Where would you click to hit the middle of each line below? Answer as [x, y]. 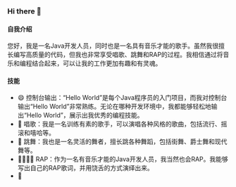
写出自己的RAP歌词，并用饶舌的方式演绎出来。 [85, 168]
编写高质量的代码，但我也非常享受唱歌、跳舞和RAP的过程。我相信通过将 [118, 55]
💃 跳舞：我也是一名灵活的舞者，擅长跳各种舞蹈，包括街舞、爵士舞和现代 [122, 142]
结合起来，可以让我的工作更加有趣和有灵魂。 [97, 63]
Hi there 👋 [25, 11]
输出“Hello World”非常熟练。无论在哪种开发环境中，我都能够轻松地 [114, 107]
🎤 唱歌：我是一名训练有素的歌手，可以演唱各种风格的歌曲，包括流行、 [119, 124]
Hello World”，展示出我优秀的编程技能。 [85, 115]
